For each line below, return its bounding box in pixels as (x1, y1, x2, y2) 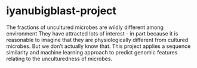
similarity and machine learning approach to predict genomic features (6, 48, 178, 56)
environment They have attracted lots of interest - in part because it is (6, 30, 178, 37)
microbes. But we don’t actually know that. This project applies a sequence (6, 43, 191, 50)
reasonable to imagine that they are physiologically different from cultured (6, 36, 189, 43)
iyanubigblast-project (6, 4, 116, 18)
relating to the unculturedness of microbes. (6, 55, 112, 62)
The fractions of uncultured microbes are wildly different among (6, 24, 164, 31)
